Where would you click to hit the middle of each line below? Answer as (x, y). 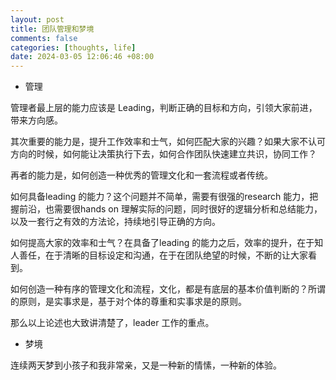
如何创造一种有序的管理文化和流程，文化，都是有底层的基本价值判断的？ (159, 289)
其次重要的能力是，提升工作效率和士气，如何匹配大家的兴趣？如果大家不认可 (168, 142)
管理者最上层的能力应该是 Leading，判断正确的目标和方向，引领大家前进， (164, 108)
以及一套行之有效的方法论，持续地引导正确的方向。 (115, 222)
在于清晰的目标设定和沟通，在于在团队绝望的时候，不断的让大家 (176, 255)
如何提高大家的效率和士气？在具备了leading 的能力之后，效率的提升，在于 (162, 243)
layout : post (37, 19)
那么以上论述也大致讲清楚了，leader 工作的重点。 (112, 323)
